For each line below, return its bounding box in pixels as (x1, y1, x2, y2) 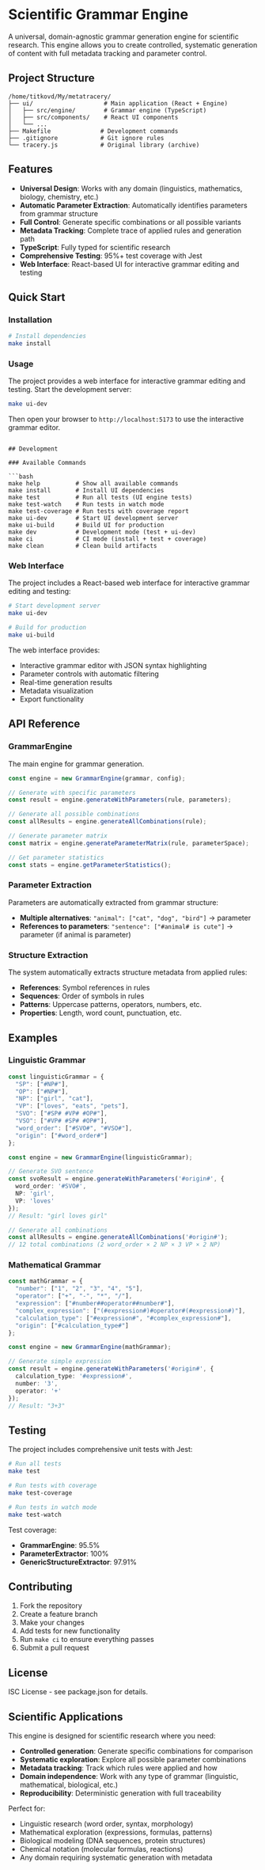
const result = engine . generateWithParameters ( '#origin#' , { (8, 1365, 214, 1373)
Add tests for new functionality (19, 1626, 120, 1636)
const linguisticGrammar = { (8, 1073, 104, 1081)
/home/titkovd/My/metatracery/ (8, 93, 112, 101)
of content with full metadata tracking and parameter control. (8, 48, 207, 58)
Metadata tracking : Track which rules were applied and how (19, 1763, 218, 1773)
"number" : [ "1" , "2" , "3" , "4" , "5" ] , (15, 1285, 144, 1293)
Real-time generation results (19, 677, 113, 686)
